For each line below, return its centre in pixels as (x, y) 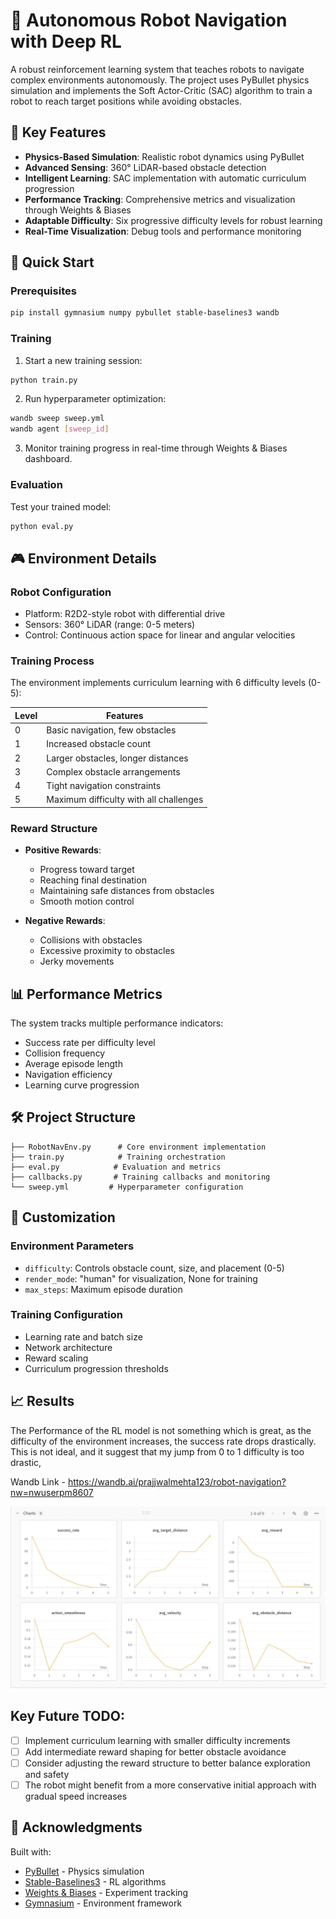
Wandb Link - (38, 1481)
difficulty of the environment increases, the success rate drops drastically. (163, 1441)
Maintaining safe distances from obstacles (127, 891)
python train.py (44, 380)
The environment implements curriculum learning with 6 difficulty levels (158, 683)
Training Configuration (66, 1315)
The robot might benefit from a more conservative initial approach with (170, 1785)
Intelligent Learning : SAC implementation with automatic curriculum (165, 178)
